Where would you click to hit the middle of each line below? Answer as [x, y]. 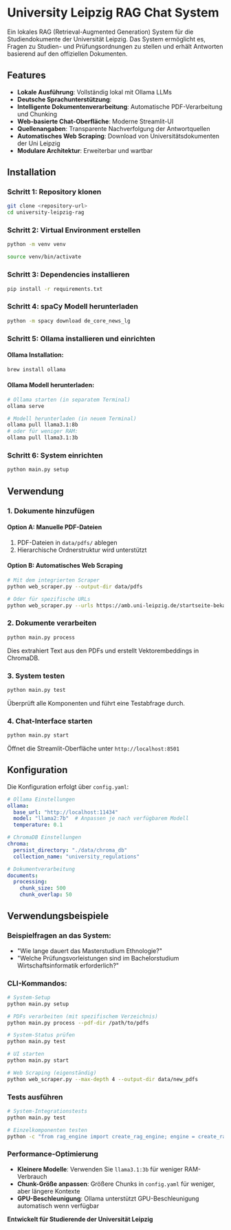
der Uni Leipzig [38, 143]
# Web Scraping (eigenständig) [52, 1073]
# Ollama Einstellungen [41, 799]
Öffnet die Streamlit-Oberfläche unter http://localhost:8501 [93, 748]
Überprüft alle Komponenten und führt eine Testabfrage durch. [96, 703]
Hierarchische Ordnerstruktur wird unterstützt [82, 550]
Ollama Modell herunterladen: [51, 385]
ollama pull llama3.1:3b [43, 438]
